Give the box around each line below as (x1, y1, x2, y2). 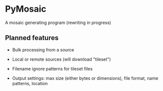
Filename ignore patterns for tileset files (12, 66, 93, 71)
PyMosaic (5, 3, 47, 15)
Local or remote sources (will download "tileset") (12, 56, 111, 62)
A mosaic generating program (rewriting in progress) (5, 20, 112, 25)
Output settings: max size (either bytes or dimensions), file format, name (12, 75, 159, 81)
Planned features (5, 34, 59, 42)
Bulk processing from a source (12, 46, 74, 52)
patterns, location (12, 80, 48, 86)
